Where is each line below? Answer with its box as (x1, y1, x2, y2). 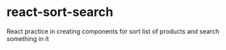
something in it (6, 34, 50, 42)
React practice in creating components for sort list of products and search (6, 27, 220, 35)
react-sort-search (6, 4, 114, 20)
